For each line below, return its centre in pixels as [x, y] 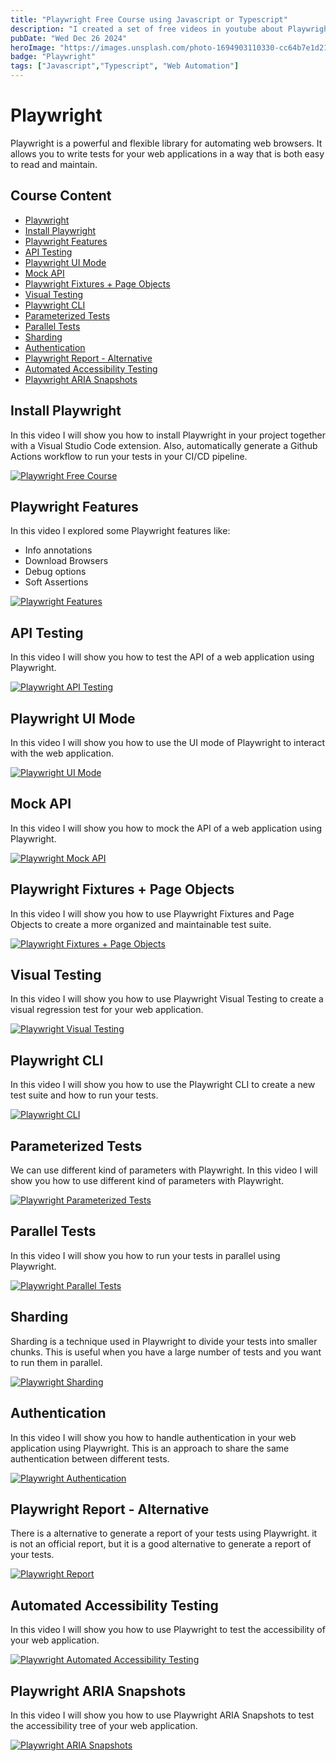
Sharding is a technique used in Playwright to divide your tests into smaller [164, 1341]
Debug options [55, 572]
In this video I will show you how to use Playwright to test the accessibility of [168, 1630]
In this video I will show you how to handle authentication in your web [153, 1437]
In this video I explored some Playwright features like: [120, 531]
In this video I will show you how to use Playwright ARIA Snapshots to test [162, 1715]
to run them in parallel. [56, 1362]
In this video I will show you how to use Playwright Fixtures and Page [152, 913]
